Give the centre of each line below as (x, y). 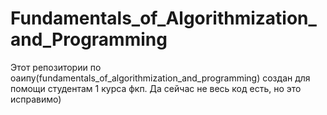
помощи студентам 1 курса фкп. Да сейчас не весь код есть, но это (156, 88)
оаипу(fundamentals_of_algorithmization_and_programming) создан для (160, 78)
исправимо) (36, 99)
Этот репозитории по (56, 67)
